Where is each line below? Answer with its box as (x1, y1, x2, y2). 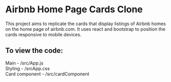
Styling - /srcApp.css (5, 65, 50, 71)
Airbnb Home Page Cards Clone (5, 4, 143, 15)
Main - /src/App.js (5, 60, 44, 66)
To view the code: (5, 46, 63, 55)
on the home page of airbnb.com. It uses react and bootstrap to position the (5, 26, 165, 32)
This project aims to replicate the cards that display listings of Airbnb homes (5, 20, 166, 27)
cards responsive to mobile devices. (5, 31, 82, 37)
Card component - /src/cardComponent (5, 71, 90, 77)
